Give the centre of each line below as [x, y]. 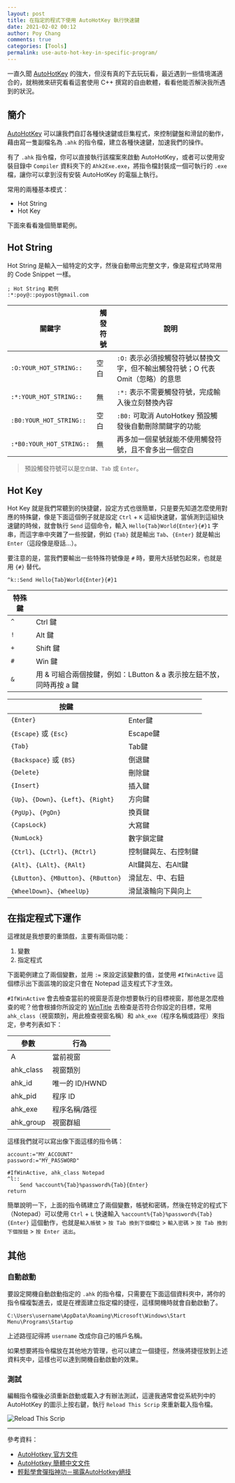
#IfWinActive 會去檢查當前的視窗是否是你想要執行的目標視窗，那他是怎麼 [113, 998]
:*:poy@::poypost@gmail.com [48, 295]
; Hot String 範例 [33, 289]
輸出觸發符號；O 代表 [180, 368]
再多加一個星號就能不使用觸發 [166, 439]
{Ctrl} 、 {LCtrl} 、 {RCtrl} [54, 852]
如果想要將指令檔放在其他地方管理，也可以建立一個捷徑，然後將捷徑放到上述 [117, 1350]
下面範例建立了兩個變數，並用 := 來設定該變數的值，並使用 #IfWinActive [112, 975]
